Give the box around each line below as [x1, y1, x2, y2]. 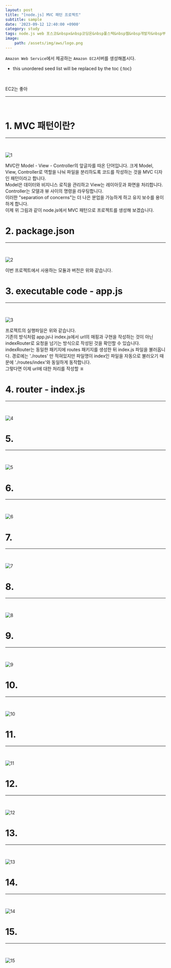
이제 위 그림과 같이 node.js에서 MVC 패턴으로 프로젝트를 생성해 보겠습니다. [5, 207, 154, 213]
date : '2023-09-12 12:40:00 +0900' [5, 21, 81, 27]
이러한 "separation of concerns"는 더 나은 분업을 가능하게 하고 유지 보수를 [5, 194, 155, 200]
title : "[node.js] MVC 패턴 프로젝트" [5, 12, 81, 17]
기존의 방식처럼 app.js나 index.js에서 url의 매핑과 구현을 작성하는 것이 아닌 [5, 334, 154, 340]
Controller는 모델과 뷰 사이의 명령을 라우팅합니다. [5, 188, 103, 194]
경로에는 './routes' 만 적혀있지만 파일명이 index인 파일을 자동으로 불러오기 [12, 352, 159, 359]
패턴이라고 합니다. [10, 175, 46, 181]
